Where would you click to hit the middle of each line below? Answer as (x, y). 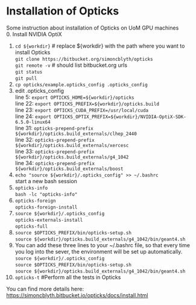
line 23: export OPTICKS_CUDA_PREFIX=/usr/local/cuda (82, 110)
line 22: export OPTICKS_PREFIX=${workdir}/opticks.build (87, 103)
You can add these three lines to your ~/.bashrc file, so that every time (102, 245)
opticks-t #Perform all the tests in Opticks (68, 277)
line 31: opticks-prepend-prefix (54, 128)
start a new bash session (46, 181)
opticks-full (31, 226)
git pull (26, 78)
